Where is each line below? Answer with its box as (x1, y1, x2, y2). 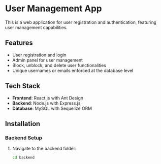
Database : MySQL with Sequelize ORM (12, 105, 92, 111)
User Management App (5, 3, 102, 14)
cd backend (12, 155, 35, 160)
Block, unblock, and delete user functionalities (12, 62, 106, 68)
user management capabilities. (5, 24, 68, 30)
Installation (5, 119, 40, 128)
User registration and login (12, 52, 66, 58)
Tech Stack (5, 82, 40, 90)
